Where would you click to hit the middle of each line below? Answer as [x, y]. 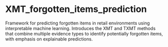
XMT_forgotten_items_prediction [76, 9]
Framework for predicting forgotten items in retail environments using [78, 23]
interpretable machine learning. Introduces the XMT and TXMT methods [80, 28]
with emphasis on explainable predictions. [49, 39]
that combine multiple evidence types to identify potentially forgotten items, [84, 33]
